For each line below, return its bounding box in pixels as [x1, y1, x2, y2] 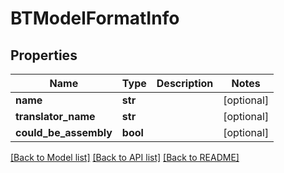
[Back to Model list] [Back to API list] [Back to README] [10, 152, 240, 163]
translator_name [15, 110, 96, 123]
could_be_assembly [15, 126, 113, 139]
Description [156, 77, 214, 90]
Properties [10, 47, 78, 64]
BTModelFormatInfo [10, 7, 180, 30]
